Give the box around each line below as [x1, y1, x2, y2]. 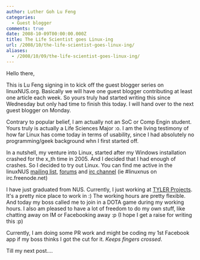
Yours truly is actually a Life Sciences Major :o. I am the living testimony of [6, 124, 189, 131]
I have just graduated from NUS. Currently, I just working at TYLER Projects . [6, 186, 193, 193]
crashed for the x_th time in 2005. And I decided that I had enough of [6, 155, 176, 162]
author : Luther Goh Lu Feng [6, 8, 76, 15]
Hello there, [6, 69, 35, 77]
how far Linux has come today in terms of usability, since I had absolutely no [6, 131, 195, 138]
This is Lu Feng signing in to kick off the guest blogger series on [6, 81, 164, 88]
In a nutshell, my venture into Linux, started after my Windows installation [6, 149, 186, 156]
